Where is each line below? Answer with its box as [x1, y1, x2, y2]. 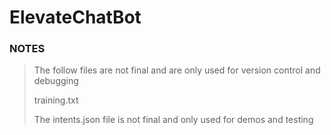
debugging [33, 75, 79, 87]
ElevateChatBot [9, 6, 142, 29]
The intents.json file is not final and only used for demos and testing [33, 114, 314, 126]
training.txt [33, 94, 79, 106]
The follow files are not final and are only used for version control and [33, 64, 321, 76]
